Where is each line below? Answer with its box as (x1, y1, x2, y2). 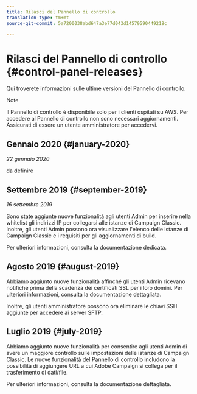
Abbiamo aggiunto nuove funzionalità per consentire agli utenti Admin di (6, 342, 187, 350)
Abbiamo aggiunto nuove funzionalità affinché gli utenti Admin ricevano (6, 278, 185, 285)
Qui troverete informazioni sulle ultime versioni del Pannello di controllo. (6, 85, 187, 92)
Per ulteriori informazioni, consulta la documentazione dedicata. (6, 244, 167, 251)
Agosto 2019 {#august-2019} (6, 261, 120, 272)
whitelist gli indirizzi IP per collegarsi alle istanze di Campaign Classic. (6, 219, 181, 226)
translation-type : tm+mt (6, 15, 69, 21)
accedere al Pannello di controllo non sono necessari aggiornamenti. (6, 115, 178, 122)
